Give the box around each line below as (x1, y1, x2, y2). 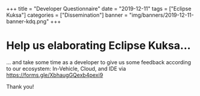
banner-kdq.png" (6, 18, 49, 25)
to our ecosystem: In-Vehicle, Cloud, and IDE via (6, 65, 127, 72)
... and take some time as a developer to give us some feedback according (6, 58, 192, 65)
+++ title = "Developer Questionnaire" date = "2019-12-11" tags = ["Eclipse (6, 5, 192, 12)
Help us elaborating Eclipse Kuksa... (6, 39, 191, 53)
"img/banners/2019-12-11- (129, 11, 194, 19)
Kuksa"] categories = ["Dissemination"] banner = (6, 11, 128, 19)
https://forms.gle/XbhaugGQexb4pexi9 (6, 71, 104, 79)
